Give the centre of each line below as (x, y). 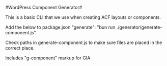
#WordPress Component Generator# (44, 7)
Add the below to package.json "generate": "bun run (60, 27)
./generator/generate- (139, 27)
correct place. (20, 48)
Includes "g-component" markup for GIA (48, 58)
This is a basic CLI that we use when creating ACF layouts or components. (83, 17)
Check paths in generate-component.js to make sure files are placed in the (84, 42)
